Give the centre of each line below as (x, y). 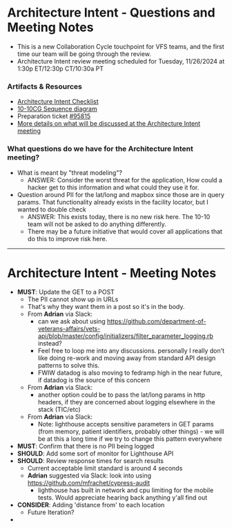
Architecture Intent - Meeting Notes (112, 273)
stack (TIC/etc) (59, 410)
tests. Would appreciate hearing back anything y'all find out (123, 498)
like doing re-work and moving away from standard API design (127, 358)
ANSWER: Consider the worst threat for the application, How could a (125, 180)
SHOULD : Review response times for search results (90, 461)
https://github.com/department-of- (156, 321)
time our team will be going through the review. (84, 54)
